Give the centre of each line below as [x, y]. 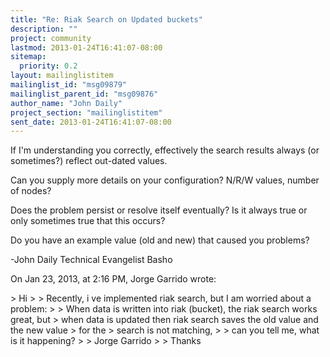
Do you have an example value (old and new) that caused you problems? [160, 240]
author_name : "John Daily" [66, 103]
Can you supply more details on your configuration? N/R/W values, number [165, 180]
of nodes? [31, 191]
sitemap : [28, 57]
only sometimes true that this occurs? [88, 221]
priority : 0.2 [48, 66]
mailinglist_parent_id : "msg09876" [84, 94]
